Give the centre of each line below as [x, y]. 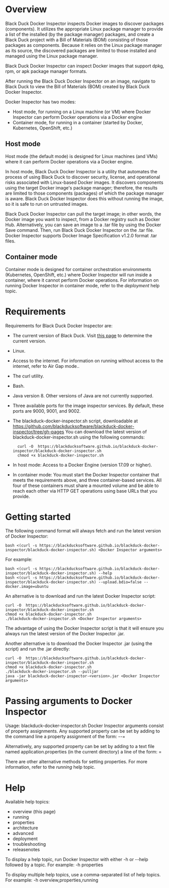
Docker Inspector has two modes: [41, 102]
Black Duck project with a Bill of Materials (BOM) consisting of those [77, 40]
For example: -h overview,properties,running [52, 880]
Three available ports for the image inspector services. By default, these [88, 406]
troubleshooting [29, 844]
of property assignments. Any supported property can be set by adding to [83, 731]
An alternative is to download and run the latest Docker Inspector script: [80, 596]
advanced [23, 833]
